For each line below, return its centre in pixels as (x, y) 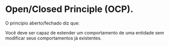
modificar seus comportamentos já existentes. (54, 38)
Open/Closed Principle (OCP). (69, 9)
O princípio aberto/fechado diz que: (43, 23)
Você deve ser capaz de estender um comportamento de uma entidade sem (85, 32)
